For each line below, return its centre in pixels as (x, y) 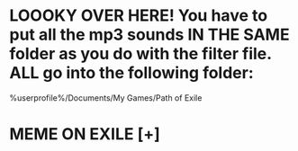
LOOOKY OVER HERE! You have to (139, 16)
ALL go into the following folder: (131, 73)
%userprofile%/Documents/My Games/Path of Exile (106, 98)
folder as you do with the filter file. (140, 54)
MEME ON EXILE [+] (85, 134)
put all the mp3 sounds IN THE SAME (149, 35)
